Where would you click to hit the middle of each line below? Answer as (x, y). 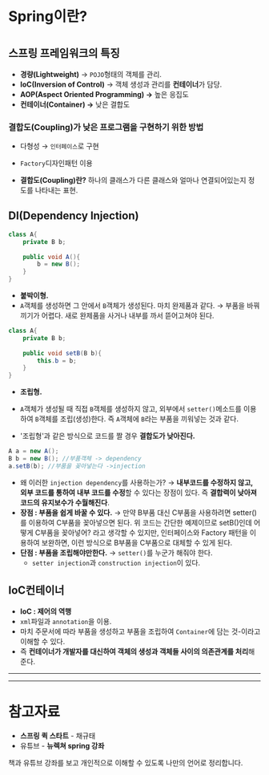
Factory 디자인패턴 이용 (56, 163)
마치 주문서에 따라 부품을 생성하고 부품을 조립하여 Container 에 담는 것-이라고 (140, 631)
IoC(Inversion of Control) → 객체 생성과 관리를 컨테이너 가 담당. (121, 84)
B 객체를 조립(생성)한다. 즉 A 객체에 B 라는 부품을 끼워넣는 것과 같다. (137, 419)
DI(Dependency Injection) (74, 216)
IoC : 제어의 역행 (46, 611)
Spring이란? (48, 16)
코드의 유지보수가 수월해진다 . (64, 502)
